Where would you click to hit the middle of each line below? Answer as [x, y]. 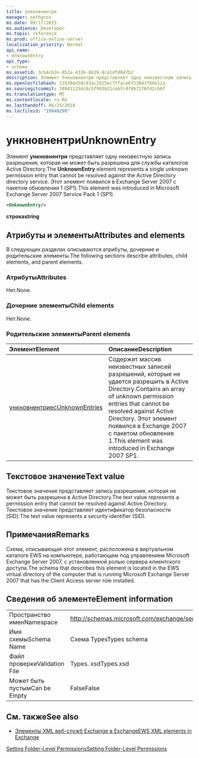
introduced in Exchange [142, 448]
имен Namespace [33, 622]
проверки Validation [37, 664]
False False [85, 688]
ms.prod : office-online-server [45, 39]
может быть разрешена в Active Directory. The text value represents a [93, 497]
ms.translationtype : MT [36, 94]
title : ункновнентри [32, 12]
